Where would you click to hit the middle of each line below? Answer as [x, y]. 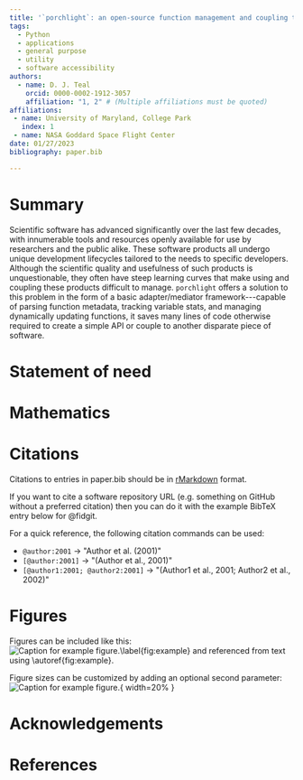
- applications [46, 43]
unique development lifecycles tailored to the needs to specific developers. [149, 258]
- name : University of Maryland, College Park [102, 118]
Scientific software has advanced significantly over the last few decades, [145, 229]
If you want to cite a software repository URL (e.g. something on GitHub [142, 497]
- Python [34, 34]
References [53, 765]
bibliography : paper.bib [56, 152]
